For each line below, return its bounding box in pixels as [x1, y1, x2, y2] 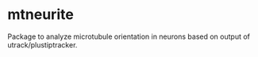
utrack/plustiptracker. [7, 40, 78, 49]
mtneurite [7, 6, 75, 24]
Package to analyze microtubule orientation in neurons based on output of [7, 32, 251, 41]
